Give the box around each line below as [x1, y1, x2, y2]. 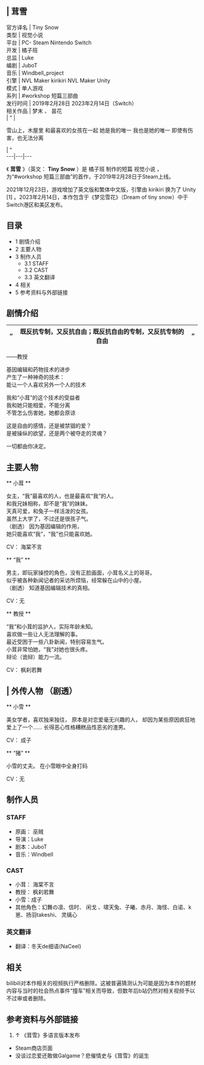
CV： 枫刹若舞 [6, 666, 42, 674]
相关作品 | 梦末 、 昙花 [6, 107, 63, 114]
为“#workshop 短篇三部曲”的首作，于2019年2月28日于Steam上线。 [6, 173, 174, 180]
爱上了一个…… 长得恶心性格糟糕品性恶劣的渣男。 [6, 724, 129, 731]
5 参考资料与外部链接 [15, 289, 69, 296]
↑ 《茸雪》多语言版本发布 [15, 1031, 80, 1038]
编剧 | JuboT [6, 61, 38, 69]
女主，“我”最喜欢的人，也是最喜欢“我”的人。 [6, 492, 117, 500]
